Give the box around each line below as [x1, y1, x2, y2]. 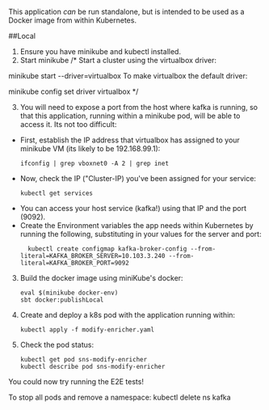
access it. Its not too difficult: [19, 120, 117, 129]
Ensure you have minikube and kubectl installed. [19, 47, 182, 56]
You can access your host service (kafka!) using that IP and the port [19, 204, 247, 213]
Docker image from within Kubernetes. [8, 15, 137, 25]
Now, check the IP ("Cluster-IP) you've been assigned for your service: [19, 174, 257, 183]
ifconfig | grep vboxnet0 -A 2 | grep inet [19, 159, 170, 167]
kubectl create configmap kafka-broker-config [27, 245, 187, 253]
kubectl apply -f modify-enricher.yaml [19, 326, 155, 334]
